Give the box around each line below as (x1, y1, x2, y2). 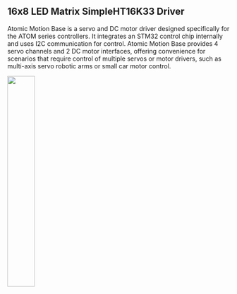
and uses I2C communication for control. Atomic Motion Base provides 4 (7, 39, 219, 48)
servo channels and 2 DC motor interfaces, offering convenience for (7, 47, 206, 55)
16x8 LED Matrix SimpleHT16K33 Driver (7, 6, 185, 18)
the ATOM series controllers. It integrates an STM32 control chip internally (7, 32, 224, 40)
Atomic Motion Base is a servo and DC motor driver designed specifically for (7, 24, 230, 32)
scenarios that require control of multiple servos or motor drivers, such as (7, 54, 222, 63)
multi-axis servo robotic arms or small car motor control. (7, 61, 171, 70)
